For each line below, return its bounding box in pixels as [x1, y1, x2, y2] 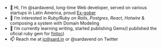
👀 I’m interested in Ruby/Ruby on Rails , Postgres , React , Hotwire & [9, 15, 145, 21]
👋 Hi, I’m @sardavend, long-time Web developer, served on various [9, 5, 147, 10]
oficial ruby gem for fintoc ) [9, 31, 64, 36]
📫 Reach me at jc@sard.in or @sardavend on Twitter [9, 36, 118, 42]
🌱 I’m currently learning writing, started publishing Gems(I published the [9, 25, 157, 31]
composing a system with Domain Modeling [9, 20, 100, 26]
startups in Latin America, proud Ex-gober [9, 10, 96, 16]
